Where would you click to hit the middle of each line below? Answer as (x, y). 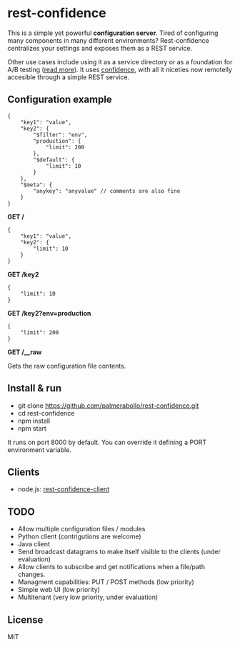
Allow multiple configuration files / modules (81, 529)
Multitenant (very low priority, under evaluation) (88, 597)
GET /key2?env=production (49, 313)
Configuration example (60, 100)
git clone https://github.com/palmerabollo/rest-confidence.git (108, 406)
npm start (32, 428)
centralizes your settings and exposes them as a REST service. (100, 48)
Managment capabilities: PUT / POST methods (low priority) (106, 582)
